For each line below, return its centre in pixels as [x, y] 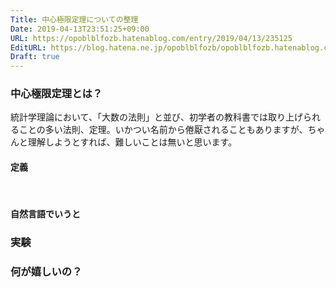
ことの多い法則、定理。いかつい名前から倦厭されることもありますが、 [163, 130]
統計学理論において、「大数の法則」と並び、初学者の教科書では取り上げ [156, 117]
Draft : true [35, 57]
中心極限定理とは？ [56, 94]
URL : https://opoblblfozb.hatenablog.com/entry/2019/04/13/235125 [151, 38]
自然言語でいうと [45, 214]
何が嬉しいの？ [46, 272]
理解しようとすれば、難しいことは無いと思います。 [132, 142]
